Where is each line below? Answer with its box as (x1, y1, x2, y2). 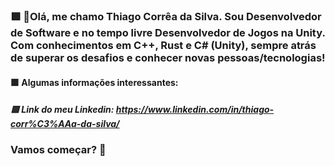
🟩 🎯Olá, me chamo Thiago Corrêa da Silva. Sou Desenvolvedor (10, 9, 322, 23)
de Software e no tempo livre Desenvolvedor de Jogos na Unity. (10, 25, 326, 39)
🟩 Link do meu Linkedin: (10, 104, 115, 116)
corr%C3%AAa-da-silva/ (10, 118, 120, 130)
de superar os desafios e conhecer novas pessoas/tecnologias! (10, 50, 326, 64)
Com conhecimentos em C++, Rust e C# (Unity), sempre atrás (10, 38, 317, 52)
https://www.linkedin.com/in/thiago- (115, 104, 275, 116)
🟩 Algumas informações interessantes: (10, 76, 179, 88)
